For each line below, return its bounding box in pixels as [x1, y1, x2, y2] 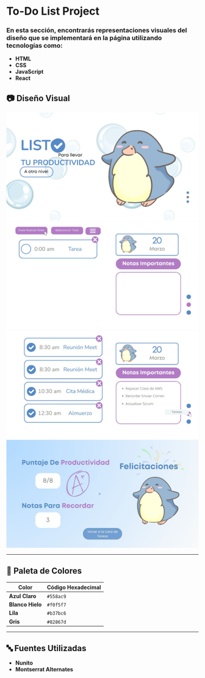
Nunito [15, 659, 34, 666]
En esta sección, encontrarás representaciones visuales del [6, 26, 187, 35]
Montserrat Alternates [15, 665, 73, 673]
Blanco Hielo [9, 601, 42, 608]
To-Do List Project [6, 4, 99, 18]
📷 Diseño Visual [6, 93, 70, 103]
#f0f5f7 [46, 602, 67, 608]
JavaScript [15, 68, 44, 76]
